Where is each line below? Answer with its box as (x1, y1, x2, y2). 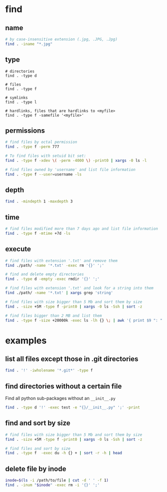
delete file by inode (5, 464, 67, 473)
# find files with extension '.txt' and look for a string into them (5, 285, 154, 291)
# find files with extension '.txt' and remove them (5, 258, 118, 263)
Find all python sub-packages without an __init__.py (5, 396, 116, 402)
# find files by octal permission (5, 140, 78, 145)
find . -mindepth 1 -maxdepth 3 (5, 199, 73, 204)
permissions (5, 126, 45, 135)
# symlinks (5, 95, 28, 100)
